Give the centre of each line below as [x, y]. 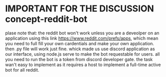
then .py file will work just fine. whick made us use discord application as [80, 49]
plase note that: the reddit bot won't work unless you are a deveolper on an [82, 33]
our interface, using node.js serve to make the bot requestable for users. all [83, 54]
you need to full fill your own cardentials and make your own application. [80, 43]
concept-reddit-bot [46, 19]
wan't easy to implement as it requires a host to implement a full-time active [83, 65]
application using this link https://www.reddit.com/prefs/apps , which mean [82, 38]
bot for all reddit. [22, 70]
